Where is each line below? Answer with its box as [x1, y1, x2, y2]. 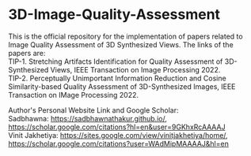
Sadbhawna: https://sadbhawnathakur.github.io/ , [8, 113, 168, 123]
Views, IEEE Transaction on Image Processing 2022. [50, 65, 221, 74]
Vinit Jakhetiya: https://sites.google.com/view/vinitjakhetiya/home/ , [8, 130, 228, 139]
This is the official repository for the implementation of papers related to [8, 32, 243, 41]
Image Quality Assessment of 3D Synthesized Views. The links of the [8, 39, 234, 49]
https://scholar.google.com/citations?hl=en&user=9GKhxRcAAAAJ [8, 122, 226, 132]
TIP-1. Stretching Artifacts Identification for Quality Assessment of [8, 57, 223, 66]
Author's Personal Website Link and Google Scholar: [8, 105, 180, 115]
